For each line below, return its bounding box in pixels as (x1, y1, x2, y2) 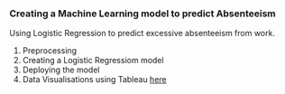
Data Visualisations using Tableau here (22, 74, 167, 85)
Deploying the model (22, 64, 100, 75)
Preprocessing (22, 45, 78, 56)
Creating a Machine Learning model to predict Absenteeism (9, 7, 277, 20)
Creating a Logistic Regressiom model (22, 55, 164, 66)
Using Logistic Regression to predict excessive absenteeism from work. (9, 28, 275, 39)
